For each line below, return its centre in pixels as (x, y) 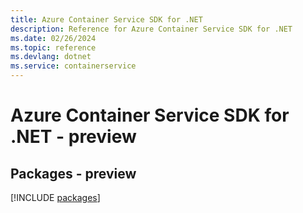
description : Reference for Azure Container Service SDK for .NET (151, 29)
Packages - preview (73, 173)
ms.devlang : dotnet (51, 57)
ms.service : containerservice (73, 66)
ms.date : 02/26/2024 (53, 38)
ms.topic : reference (53, 47)
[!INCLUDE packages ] (55, 197)
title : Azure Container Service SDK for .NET (106, 19)
